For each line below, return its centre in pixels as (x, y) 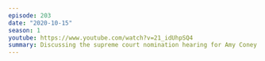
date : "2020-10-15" (40, 23)
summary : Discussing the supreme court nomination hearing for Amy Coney (133, 45)
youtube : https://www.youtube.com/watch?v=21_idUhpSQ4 (101, 38)
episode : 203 (30, 15)
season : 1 (25, 30)
